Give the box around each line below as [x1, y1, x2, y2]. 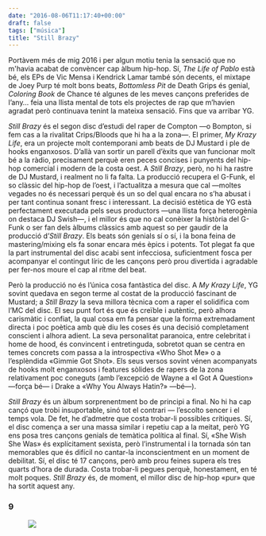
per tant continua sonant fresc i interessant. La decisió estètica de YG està [8, 198, 253, 207]
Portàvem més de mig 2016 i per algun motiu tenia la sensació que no [8, 56, 236, 65]
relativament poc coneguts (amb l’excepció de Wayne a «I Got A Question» [8, 373, 253, 383]
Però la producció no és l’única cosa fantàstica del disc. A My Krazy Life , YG [8, 280, 258, 290]
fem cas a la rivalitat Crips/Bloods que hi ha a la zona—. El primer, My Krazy [8, 130, 256, 140]
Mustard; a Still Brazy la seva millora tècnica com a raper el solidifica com [8, 297, 250, 307]
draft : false [8, 19, 52, 27]
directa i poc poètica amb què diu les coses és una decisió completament [8, 322, 249, 332]
